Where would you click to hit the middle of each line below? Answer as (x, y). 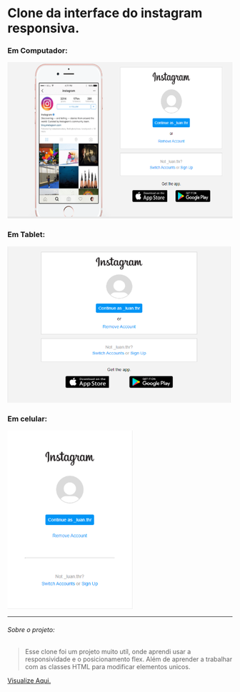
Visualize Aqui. (29, 681)
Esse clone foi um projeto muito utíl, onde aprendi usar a (108, 652)
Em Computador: (37, 51)
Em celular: (27, 418)
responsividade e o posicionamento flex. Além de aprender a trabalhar (129, 659)
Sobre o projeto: (31, 629)
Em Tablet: (26, 235)
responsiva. (44, 28)
